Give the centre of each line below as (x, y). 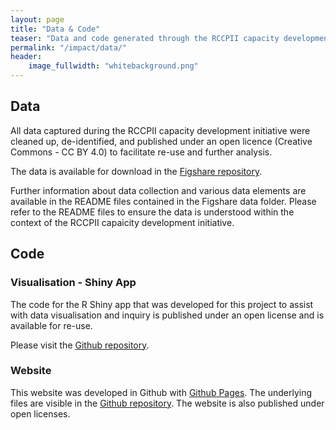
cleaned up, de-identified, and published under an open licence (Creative (161, 141)
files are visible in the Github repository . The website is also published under (167, 403)
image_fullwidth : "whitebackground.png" (113, 66)
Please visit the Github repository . (80, 345)
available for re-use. (51, 325)
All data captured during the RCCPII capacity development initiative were (160, 130)
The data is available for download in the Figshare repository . (136, 171)
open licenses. (40, 413)
